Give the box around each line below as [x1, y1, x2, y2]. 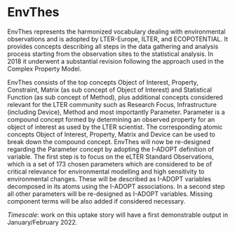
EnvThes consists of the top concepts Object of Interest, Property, [7, 78, 199, 86]
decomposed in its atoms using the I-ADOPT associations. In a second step [7, 182, 225, 190]
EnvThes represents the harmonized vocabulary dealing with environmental [7, 27, 226, 36]
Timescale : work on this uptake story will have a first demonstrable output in [7, 211, 229, 219]
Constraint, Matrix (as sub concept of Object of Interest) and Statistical [7, 85, 213, 94]
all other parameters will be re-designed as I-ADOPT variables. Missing [7, 190, 213, 198]
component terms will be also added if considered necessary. [7, 197, 186, 205]
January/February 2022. [7, 218, 78, 226]
